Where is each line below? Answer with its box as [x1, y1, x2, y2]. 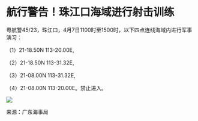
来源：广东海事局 [6, 108, 49, 115]
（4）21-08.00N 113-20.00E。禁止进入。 [6, 84, 107, 91]
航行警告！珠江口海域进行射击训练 [6, 5, 175, 19]
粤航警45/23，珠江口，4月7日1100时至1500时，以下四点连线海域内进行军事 [6, 26, 193, 33]
